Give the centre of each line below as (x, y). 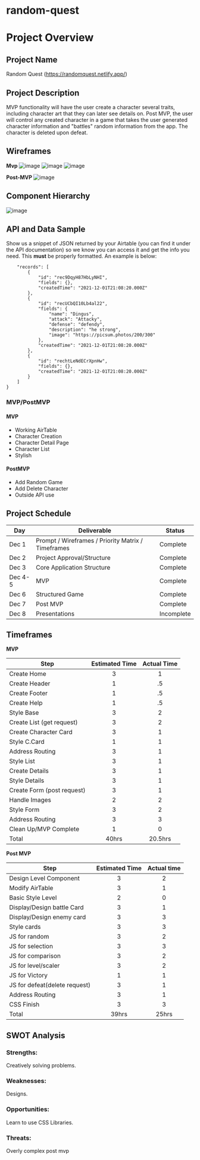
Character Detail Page (42, 442)
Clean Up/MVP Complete (44, 829)
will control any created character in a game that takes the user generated (97, 120)
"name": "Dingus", (71, 314)
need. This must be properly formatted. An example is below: (82, 256)
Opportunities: (28, 1109)
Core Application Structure (73, 567)
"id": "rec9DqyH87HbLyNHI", (73, 278)
